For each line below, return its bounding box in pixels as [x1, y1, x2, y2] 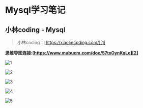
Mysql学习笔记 [5, 4, 66, 16]
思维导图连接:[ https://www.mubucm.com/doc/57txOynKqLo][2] [5, 50, 139, 55]
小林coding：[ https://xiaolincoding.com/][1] [17, 40, 106, 45]
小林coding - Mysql [5, 26, 65, 34]
